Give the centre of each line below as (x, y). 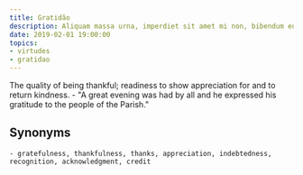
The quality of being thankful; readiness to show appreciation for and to (142, 85)
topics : (24, 43)
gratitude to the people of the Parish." (79, 104)
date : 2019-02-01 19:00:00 (60, 34)
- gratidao (30, 60)
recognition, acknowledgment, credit (80, 161)
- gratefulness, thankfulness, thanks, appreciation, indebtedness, (141, 153)
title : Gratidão (40, 18)
